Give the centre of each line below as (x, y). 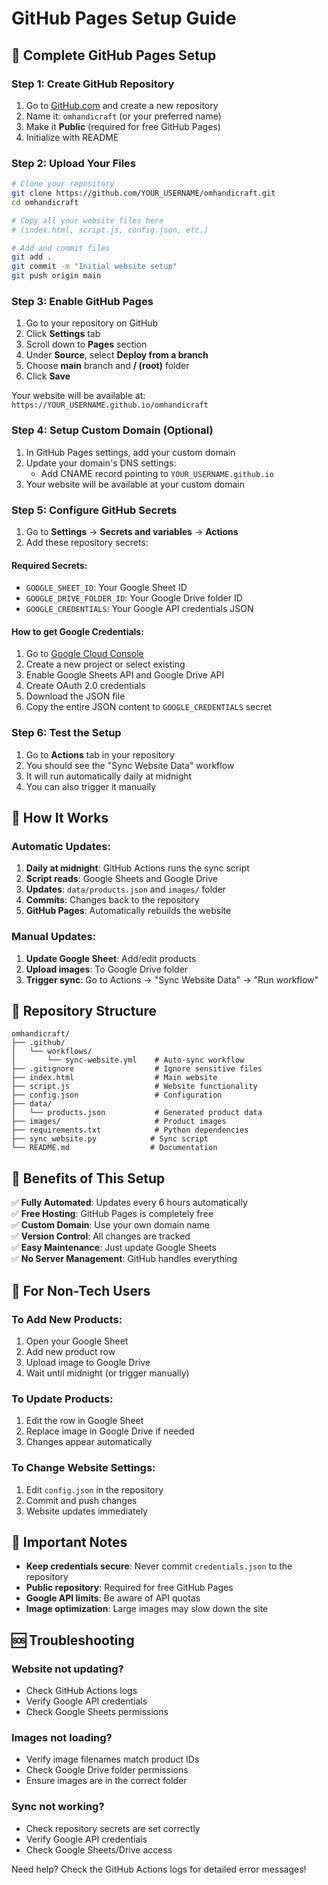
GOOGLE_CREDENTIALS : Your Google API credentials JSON (139, 609)
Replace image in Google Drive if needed (110, 1431)
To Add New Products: (67, 1319)
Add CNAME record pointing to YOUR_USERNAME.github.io (157, 473)
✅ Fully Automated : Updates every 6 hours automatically (129, 1203)
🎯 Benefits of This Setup (88, 1178)
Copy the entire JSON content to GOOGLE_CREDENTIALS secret (149, 707)
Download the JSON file (75, 696)
